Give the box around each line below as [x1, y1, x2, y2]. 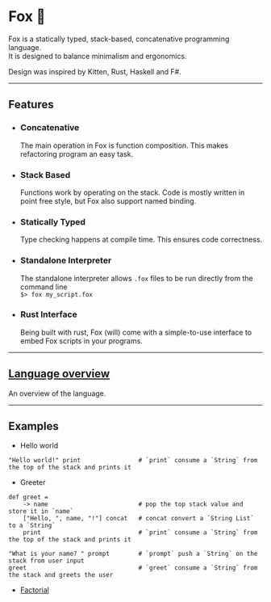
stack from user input [8, 557, 85, 565]
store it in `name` [8, 507, 74, 516]
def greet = [8, 493, 48, 502]
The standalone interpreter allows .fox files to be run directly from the [19, 273, 253, 283]
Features [8, 98, 54, 112]
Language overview [8, 367, 110, 381]
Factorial [19, 585, 50, 595]
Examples [8, 419, 59, 433]
